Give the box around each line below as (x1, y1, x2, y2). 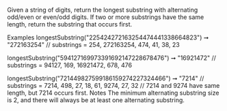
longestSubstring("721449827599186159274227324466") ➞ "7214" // (7, 74, 204, 82)
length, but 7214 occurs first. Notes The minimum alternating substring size (7, 89, 219, 97)
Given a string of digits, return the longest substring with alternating (7, 6, 198, 14)
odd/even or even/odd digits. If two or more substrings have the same (7, 13, 204, 21)
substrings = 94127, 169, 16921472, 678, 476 (7, 61, 132, 69)
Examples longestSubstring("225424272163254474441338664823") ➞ (7, 33, 209, 42)
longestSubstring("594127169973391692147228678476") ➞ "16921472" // (7, 54, 217, 62)
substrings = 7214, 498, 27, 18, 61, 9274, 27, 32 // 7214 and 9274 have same (7, 82, 220, 89)
